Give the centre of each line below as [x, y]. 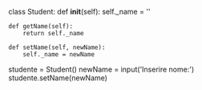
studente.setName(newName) [58, 78]
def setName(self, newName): [57, 47]
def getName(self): [41, 27]
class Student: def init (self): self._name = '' [79, 12]
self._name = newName [59, 55]
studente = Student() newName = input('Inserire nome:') [101, 69]
